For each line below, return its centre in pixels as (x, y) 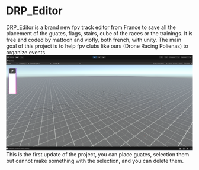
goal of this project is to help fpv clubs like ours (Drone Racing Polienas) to (97, 46)
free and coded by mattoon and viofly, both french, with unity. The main (94, 40)
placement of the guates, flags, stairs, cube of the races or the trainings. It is (99, 33)
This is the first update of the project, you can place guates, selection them (98, 155)
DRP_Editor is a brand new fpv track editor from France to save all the (91, 27)
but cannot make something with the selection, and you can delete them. (95, 161)
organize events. (26, 52)
